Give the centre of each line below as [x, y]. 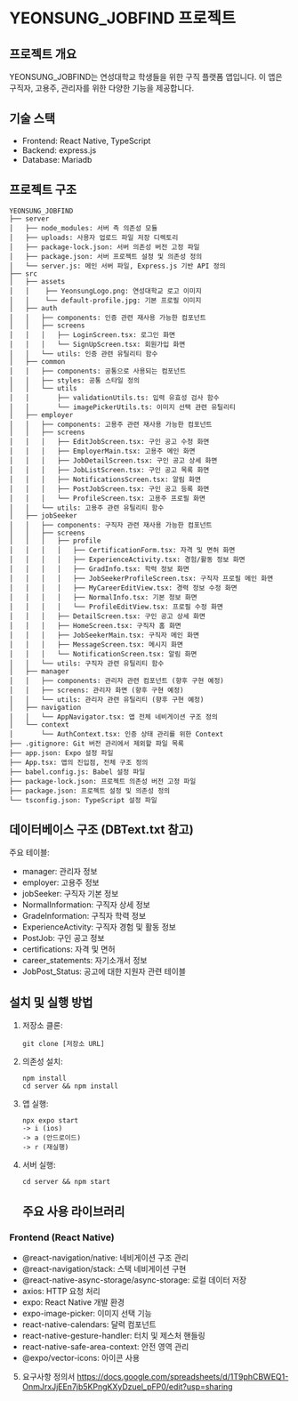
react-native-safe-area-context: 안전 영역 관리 [105, 1346]
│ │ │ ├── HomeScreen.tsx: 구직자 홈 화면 [96, 625]
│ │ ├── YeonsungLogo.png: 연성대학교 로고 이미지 [105, 291]
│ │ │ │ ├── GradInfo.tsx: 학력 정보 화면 [99, 569]
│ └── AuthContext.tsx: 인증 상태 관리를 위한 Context [117, 734]
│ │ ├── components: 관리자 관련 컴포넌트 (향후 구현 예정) [117, 680]
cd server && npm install [70, 1086]
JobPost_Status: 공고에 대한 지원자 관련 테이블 [104, 971]
